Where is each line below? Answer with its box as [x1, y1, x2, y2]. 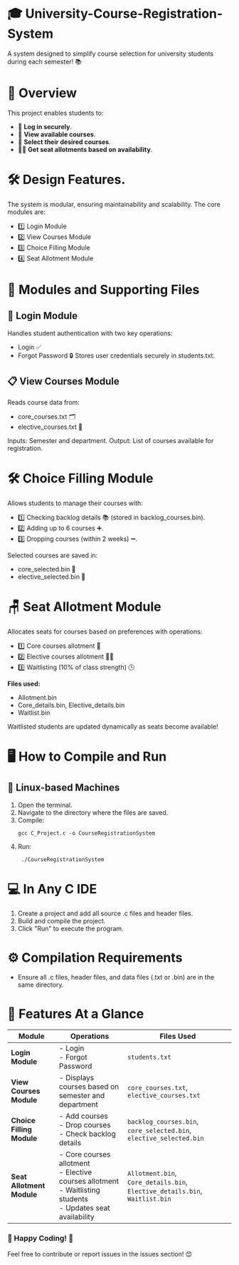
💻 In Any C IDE [7, 880, 97, 897]
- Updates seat [58, 1203, 110, 1213]
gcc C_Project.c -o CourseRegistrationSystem [17, 829, 155, 837]
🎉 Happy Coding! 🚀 [7, 1234, 73, 1244]
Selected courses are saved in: [7, 551, 98, 559]
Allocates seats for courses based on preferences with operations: [7, 627, 203, 636]
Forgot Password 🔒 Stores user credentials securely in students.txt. [17, 351, 216, 360]
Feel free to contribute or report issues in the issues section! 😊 [7, 1249, 193, 1258]
